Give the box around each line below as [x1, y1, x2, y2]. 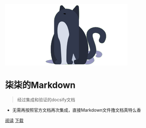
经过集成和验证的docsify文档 [17, 97, 75, 103]
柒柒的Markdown [5, 80, 76, 91]
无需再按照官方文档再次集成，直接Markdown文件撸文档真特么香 [12, 107, 141, 113]
